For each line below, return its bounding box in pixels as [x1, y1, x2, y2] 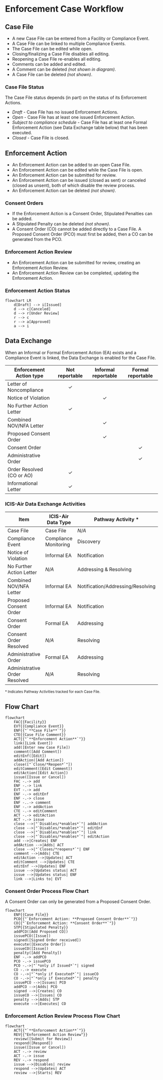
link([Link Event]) [14, 741, 53, 746]
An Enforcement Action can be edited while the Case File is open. [12, 167, 143, 173]
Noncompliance [7, 386, 44, 393]
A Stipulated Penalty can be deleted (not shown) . [12, 221, 111, 227]
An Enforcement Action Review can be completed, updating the [12, 270, 139, 276]
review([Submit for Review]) [14, 1036, 73, 1041]
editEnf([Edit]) [14, 753, 47, 758]
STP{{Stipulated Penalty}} [14, 925, 68, 930]
